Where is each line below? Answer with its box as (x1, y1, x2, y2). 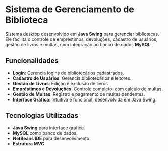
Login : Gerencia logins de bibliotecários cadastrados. (12, 70, 124, 76)
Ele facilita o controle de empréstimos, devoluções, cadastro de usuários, (5, 36, 158, 42)
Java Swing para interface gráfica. (12, 125, 85, 131)
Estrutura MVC (12, 140, 44, 147)
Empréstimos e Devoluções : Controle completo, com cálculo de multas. (12, 86, 163, 92)
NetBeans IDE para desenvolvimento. (12, 135, 91, 141)
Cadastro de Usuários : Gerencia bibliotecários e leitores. (12, 75, 132, 81)
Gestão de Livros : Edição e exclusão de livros (12, 80, 108, 86)
